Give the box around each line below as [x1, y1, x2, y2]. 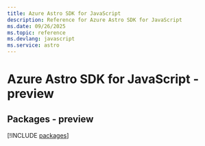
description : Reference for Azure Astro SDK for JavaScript [7, 16, 183, 23]
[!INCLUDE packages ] [7, 132, 69, 139]
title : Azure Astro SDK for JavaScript [7, 10, 121, 17]
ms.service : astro [7, 42, 60, 49]
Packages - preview [7, 113, 94, 125]
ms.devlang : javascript [7, 36, 75, 42]
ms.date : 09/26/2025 [7, 23, 67, 29]
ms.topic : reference [7, 29, 67, 36]
